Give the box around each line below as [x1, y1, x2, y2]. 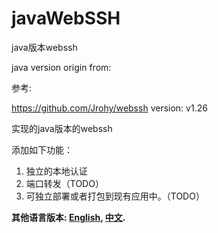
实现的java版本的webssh [11, 122, 113, 134]
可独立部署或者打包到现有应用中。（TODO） [25, 190, 205, 202]
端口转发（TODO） [25, 177, 104, 189]
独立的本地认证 [25, 165, 88, 177]
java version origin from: [11, 61, 112, 73]
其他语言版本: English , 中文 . [11, 211, 126, 223]
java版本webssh [11, 41, 78, 53]
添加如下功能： [11, 143, 73, 156]
